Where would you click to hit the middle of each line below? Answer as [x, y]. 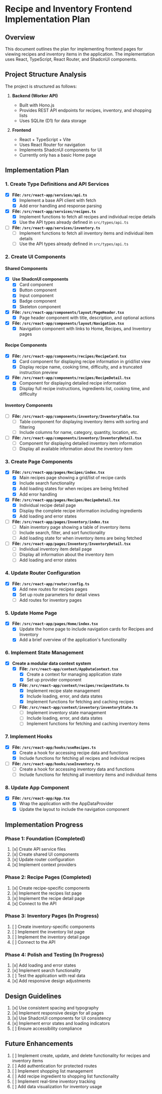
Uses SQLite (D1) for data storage [53, 121]
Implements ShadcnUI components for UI [60, 150]
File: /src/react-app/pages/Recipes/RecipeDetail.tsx [66, 500]
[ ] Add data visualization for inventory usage [57, 1086]
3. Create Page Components [39, 462]
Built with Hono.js [37, 105]
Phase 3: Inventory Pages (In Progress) [52, 916]
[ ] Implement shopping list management [52, 1071]
